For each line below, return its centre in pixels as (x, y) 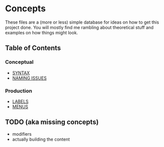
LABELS (20, 101)
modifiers (22, 134)
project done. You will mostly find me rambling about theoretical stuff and (79, 27)
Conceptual (19, 62)
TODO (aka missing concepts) (52, 122)
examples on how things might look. (41, 32)
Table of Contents (33, 48)
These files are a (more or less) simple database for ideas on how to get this (82, 22)
